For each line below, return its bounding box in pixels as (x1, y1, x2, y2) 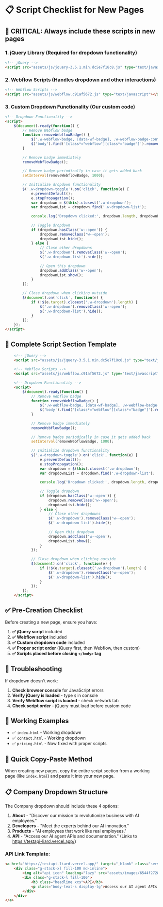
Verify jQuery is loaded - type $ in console (12, 692, 98, 698)
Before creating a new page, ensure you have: (5, 619, 98, 625)
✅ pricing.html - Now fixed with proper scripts (12, 741, 107, 747)
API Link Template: (5, 851, 50, 857)
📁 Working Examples (5, 717, 69, 725)
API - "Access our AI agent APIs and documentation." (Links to (12, 833, 137, 839)
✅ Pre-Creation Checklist (5, 606, 83, 615)
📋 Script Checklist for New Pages (5, 4, 144, 16)
